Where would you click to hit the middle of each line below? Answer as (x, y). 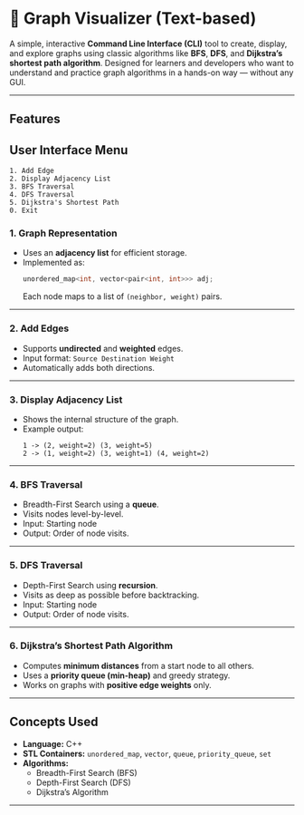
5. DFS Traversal (46, 566)
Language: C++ (52, 743)
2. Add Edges (39, 328)
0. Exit (24, 211)
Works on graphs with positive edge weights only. (117, 684)
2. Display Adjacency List (60, 179)
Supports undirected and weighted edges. (103, 348)
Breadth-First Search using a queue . (91, 505)
